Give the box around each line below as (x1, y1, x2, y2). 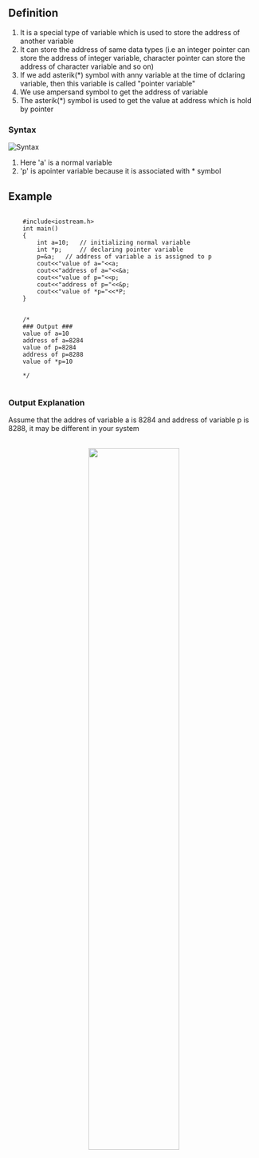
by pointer (19, 104, 54, 114)
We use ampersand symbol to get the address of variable (19, 87, 209, 97)
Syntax (8, 124, 37, 135)
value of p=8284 (22, 343, 77, 351)
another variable (19, 36, 74, 46)
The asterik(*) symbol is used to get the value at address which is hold (19, 95, 253, 105)
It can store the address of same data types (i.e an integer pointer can (19, 44, 250, 54)
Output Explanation (8, 397, 85, 408)
